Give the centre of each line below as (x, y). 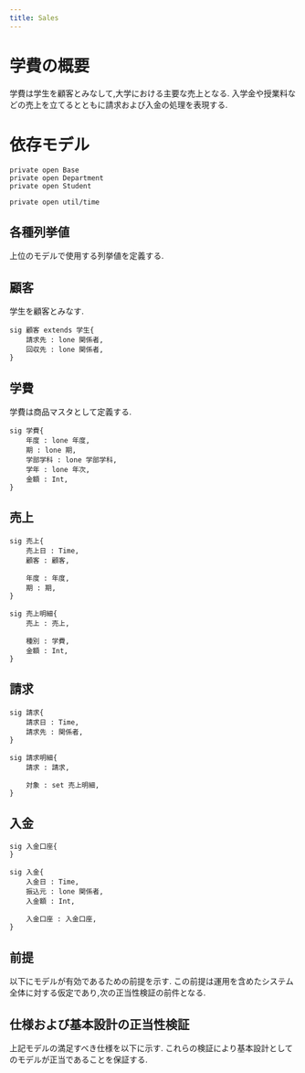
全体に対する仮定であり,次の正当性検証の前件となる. (108, 993)
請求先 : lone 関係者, (65, 340)
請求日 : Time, (53, 722)
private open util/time (55, 202)
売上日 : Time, (53, 551)
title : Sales (34, 18)
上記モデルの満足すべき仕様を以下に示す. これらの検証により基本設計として (152, 1048)
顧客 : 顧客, (48, 560)
